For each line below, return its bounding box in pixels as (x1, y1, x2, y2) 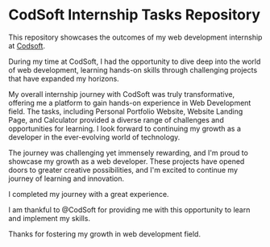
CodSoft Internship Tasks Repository (8, 6, 260, 24)
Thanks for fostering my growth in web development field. (8, 228, 201, 239)
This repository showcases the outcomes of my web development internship (8, 32, 263, 42)
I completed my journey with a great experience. (8, 189, 169, 199)
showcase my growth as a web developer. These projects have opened (8, 156, 245, 166)
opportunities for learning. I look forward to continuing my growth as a (8, 123, 242, 133)
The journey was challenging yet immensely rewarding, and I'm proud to (8, 148, 248, 157)
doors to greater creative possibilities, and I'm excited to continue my (8, 165, 239, 174)
